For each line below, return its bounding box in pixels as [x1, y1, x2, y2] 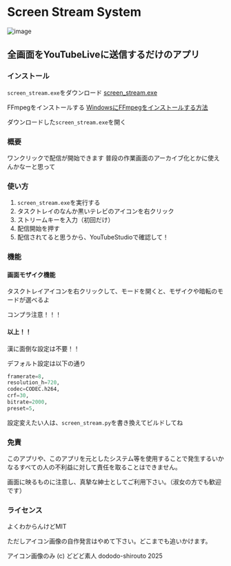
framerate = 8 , [7, 373, 45, 380]
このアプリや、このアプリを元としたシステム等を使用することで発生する [7, 455, 212, 463]
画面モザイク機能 [7, 271, 56, 279]
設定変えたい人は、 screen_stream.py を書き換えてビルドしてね [7, 418, 183, 426]
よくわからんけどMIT [7, 522, 67, 531]
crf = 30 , [7, 392, 30, 399]
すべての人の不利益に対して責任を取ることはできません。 [19, 463, 181, 471]
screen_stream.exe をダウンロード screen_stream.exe [7, 88, 157, 97]
